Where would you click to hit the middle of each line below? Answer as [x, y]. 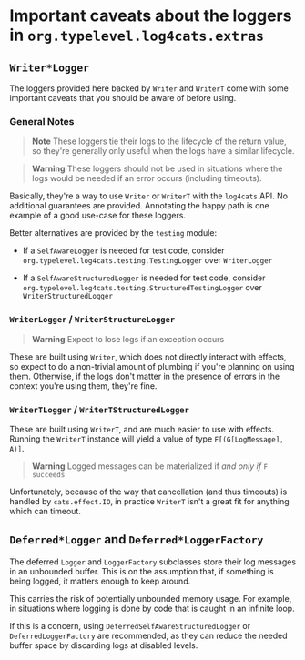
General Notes [42, 121]
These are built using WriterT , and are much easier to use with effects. [142, 429]
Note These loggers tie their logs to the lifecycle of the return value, [159, 141]
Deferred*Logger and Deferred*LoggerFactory [137, 539]
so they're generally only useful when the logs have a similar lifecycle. [163, 151]
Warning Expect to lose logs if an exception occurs [128, 339]
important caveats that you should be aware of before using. [123, 98]
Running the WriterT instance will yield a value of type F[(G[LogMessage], [147, 439]
